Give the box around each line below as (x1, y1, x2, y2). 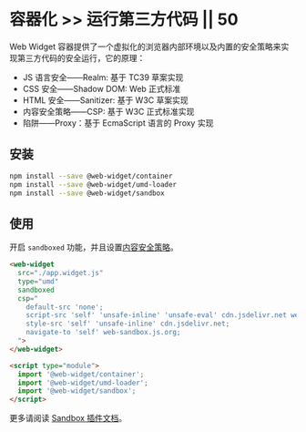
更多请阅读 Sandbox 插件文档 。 (9, 413, 127, 424)
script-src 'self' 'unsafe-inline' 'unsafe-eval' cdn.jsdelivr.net (25, 311, 287, 320)
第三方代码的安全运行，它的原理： (16, 52, 146, 63)
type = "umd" (17, 276, 59, 286)
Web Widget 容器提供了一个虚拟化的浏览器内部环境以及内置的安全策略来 (9, 41, 281, 52)
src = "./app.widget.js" (17, 269, 104, 278)
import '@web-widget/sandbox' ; (17, 386, 137, 396)
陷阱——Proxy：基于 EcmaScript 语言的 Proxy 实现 (22, 117, 214, 129)
